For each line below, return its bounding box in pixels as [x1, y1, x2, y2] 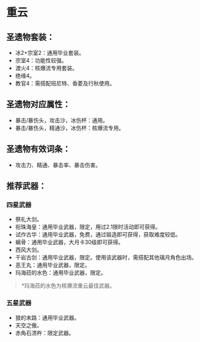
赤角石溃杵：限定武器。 [15, 329, 74, 337]
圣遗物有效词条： [6, 144, 71, 155]
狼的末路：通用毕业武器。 [15, 314, 80, 321]
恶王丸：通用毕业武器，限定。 [15, 261, 90, 269]
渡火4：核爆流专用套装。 [15, 65, 78, 71]
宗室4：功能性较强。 [15, 57, 67, 64]
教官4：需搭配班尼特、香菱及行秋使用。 [15, 80, 115, 87]
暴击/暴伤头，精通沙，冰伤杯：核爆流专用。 [15, 124, 124, 131]
